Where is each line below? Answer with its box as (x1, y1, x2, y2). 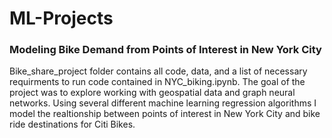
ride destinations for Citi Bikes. (9, 118, 136, 131)
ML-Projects (9, 7, 114, 30)
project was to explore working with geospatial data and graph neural (9, 87, 296, 99)
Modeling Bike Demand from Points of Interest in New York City (9, 43, 322, 57)
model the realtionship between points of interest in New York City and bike (9, 108, 321, 120)
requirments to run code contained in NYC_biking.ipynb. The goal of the (9, 76, 306, 88)
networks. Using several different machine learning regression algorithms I (9, 97, 317, 109)
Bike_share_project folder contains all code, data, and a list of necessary (9, 65, 308, 77)
